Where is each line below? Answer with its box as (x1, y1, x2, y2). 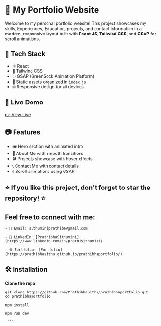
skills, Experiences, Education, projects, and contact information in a (5, 25, 142, 31)
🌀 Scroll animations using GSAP (12, 169, 75, 174)
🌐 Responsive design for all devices (12, 84, 84, 89)
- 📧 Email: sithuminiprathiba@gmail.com (5, 226, 88, 231)
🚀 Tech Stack (5, 50, 46, 58)
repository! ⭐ (5, 194, 46, 202)
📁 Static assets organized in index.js (12, 79, 86, 85)
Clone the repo (5, 280, 35, 286)
